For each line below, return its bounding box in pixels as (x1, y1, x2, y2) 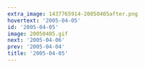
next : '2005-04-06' (7, 37, 65, 44)
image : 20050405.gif (7, 30, 69, 38)
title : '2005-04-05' (7, 50, 69, 57)
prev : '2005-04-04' (7, 43, 65, 50)
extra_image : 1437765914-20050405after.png (7, 10, 139, 18)
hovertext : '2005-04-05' (7, 17, 81, 24)
